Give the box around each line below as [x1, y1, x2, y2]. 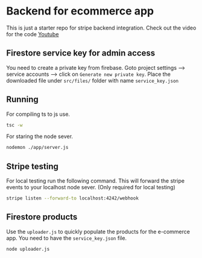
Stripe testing [6, 161, 58, 171]
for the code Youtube [6, 30, 59, 37]
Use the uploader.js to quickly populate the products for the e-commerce [6, 228, 190, 235]
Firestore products [6, 212, 78, 222]
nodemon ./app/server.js [6, 145, 69, 151]
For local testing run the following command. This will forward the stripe [6, 177, 185, 184]
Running [6, 95, 39, 105]
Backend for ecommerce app [6, 4, 154, 18]
